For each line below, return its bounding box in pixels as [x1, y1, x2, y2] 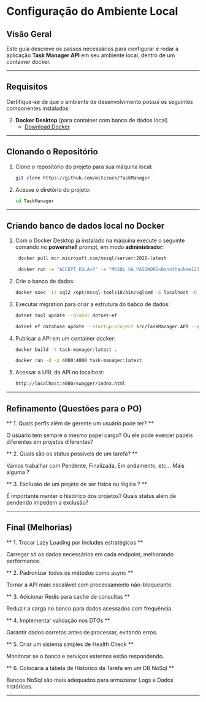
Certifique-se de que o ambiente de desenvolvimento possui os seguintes [6, 98, 193, 105]
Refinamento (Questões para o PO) [6, 403, 142, 414]
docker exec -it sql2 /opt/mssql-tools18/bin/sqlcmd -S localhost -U [15, 289, 197, 296]
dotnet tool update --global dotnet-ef [15, 312, 118, 318]
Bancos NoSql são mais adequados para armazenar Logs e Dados [6, 676, 174, 684]
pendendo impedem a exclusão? [6, 499, 89, 506]
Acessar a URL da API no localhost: [15, 369, 105, 376]
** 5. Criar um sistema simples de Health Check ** [6, 641, 134, 648]
